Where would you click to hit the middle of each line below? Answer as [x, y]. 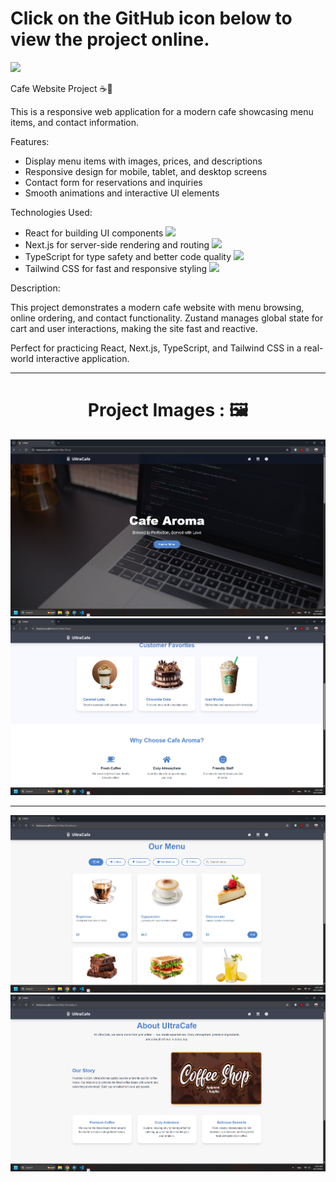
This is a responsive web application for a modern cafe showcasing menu [162, 111]
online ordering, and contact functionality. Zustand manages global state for [167, 318]
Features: [30, 141]
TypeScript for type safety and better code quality [128, 256]
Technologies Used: [51, 212]
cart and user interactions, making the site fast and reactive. [134, 328]
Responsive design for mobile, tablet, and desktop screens [146, 171]
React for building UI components [94, 233]
